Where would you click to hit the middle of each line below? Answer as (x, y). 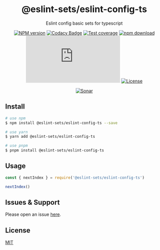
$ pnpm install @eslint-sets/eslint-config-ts (55, 150)
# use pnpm (17, 146)
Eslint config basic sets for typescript (84, 23)
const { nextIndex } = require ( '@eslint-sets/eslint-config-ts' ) (75, 178)
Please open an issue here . (33, 214)
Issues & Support (33, 202)
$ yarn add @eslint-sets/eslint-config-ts (50, 137)
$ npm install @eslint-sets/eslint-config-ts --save (61, 123)
